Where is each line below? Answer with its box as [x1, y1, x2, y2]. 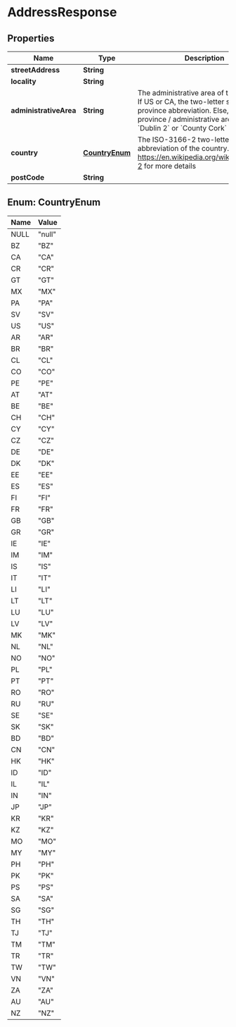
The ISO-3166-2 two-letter [137, 135, 232, 144]
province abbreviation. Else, [137, 106, 230, 115]
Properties [7, 32, 55, 44]
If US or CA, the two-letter [137, 97, 225, 106]
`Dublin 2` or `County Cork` [137, 123, 227, 133]
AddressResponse [7, 4, 117, 20]
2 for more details [137, 161, 197, 171]
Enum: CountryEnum [7, 197, 100, 209]
